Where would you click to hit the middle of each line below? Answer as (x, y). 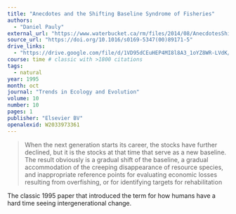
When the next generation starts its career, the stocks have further (121, 145)
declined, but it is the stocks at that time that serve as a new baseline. (125, 152)
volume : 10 (23, 99)
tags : (15, 66)
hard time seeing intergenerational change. (70, 203)
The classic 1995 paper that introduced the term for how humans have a (112, 195)
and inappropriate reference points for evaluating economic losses (121, 174)
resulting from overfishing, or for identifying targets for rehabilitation (123, 182)
